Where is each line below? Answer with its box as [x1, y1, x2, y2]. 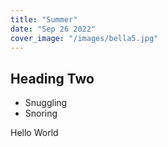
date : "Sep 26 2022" [10, 24, 97, 34]
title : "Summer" [10, 14, 78, 25]
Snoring [24, 107, 58, 120]
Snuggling [24, 97, 68, 109]
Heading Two [10, 70, 95, 87]
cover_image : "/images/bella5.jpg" [10, 33, 159, 43]
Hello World [10, 127, 59, 139]
